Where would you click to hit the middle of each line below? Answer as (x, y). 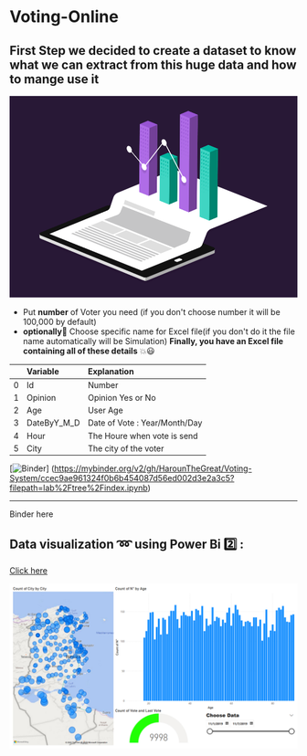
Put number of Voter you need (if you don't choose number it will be (151, 311)
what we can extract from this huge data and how (153, 64)
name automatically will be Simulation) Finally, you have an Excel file (153, 341)
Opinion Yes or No (122, 397)
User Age (106, 410)
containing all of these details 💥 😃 (89, 351)
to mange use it (54, 79)
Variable (43, 372)
